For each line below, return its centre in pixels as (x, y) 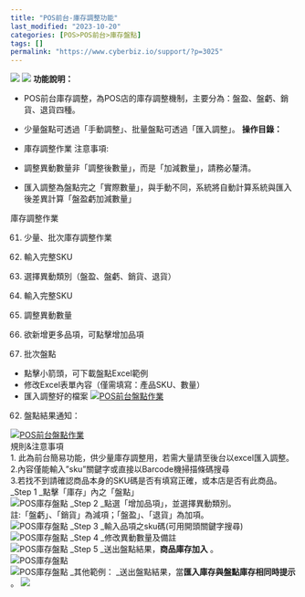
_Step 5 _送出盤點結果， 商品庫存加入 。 (144, 550)
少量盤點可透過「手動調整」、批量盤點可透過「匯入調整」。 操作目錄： (152, 130)
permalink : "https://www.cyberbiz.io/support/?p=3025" (117, 52)
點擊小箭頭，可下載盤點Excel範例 (86, 373)
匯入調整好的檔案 (56, 396)
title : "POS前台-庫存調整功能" (64, 18)
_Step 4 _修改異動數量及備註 (123, 538)
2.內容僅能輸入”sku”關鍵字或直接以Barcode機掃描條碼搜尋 (120, 469)
